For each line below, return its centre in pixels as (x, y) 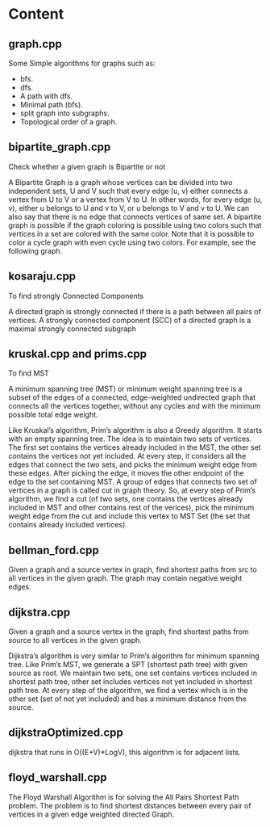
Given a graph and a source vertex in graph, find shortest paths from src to (133, 569)
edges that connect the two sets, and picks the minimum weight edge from (133, 464)
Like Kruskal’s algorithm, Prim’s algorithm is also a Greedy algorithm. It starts (135, 430)
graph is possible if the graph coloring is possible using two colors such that (135, 225)
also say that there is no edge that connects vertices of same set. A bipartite (135, 216)
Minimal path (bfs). (51, 105)
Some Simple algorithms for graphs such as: (82, 63)
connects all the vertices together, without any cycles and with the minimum (135, 406)
